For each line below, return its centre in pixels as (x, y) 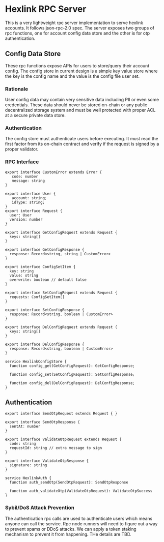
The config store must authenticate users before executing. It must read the (82, 139)
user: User (21, 215)
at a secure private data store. (36, 115)
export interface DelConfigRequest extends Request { (61, 327)
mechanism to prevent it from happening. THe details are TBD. (68, 534)
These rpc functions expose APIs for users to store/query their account (77, 65)
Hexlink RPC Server (46, 9)
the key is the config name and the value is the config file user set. (72, 76)
